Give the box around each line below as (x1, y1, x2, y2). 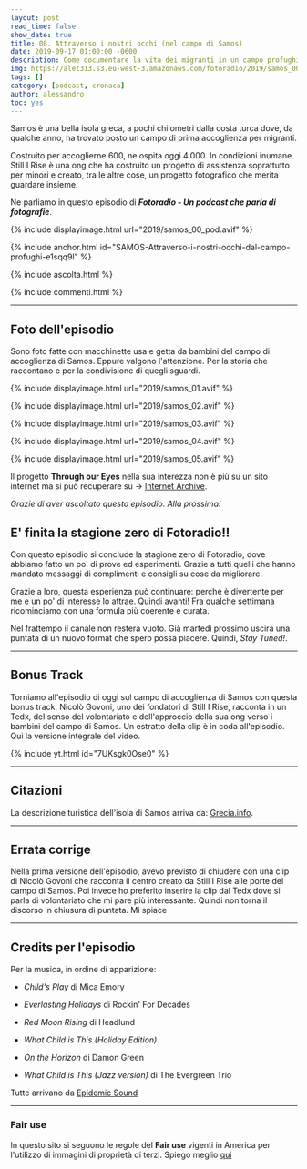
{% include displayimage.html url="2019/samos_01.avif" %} (10, 383, 233, 394)
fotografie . (10, 207, 53, 218)
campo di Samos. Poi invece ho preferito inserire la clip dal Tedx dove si (10, 885, 281, 897)
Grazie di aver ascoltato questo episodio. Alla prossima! (10, 498, 221, 510)
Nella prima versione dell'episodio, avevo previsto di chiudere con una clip (10, 866, 290, 877)
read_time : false (10, 22, 77, 31)
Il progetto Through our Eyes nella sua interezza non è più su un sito (10, 471, 268, 483)
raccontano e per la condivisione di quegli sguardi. (10, 365, 200, 376)
